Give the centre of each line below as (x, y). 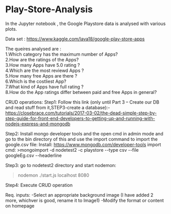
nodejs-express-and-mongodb (38, 124)
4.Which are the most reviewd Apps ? (45, 70)
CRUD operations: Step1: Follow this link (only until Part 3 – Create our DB (82, 102)
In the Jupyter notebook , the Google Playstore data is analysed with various (86, 23)
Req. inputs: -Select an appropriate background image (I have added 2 (79, 195)
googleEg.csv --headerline (34, 155)
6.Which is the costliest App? (36, 81)
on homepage (20, 206)
